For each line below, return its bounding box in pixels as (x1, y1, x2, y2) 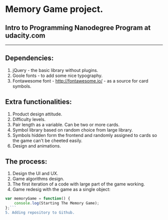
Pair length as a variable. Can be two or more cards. (12, 121, 120, 127)
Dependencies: (5, 54, 54, 62)
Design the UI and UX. (12, 170, 58, 176)
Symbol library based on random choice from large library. (12, 126, 133, 133)
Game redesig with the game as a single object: (12, 186, 111, 192)
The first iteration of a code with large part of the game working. (12, 181, 145, 187)
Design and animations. (12, 142, 61, 148)
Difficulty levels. (12, 116, 46, 122)
